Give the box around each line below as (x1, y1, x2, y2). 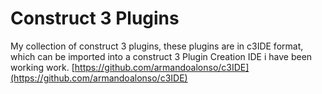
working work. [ (10, 61, 75, 73)
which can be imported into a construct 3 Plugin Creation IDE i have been (10, 50, 313, 62)
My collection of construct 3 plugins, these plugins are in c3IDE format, (10, 40, 304, 52)
